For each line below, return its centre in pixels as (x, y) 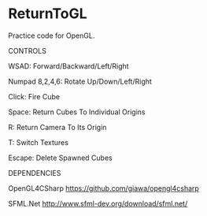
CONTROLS (28, 50)
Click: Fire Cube (34, 96)
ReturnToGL (48, 14)
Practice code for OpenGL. (52, 35)
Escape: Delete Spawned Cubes (60, 158)
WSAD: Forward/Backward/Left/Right (68, 66)
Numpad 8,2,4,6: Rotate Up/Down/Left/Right (80, 81)
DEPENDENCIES (35, 173)
